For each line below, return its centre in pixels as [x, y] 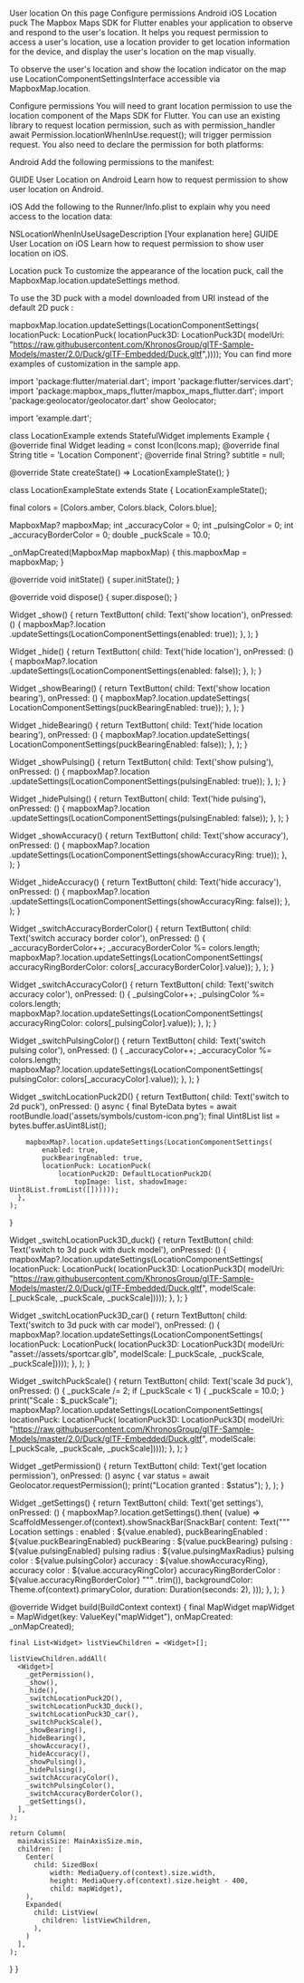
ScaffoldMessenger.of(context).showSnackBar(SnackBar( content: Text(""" [150, 1522]
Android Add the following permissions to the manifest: [112, 162]
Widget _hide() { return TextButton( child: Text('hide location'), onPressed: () [152, 651]
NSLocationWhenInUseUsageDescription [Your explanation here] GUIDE [144, 234]
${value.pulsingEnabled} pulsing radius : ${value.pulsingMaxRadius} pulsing [152, 1551]
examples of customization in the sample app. [95, 363]
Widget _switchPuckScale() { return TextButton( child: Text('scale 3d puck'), [152, 1381]
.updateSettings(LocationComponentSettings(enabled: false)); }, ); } [136, 671]
